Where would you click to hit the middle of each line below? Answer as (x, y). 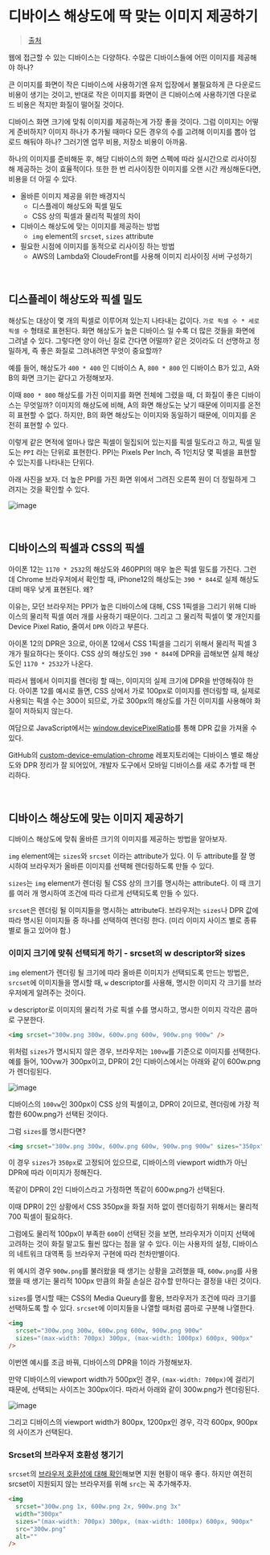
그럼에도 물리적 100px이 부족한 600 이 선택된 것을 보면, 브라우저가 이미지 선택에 (132, 1234)
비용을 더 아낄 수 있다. (43, 178)
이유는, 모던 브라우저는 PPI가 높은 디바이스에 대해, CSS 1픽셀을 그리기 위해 (125, 606)
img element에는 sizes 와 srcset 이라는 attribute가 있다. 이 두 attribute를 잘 (128, 856)
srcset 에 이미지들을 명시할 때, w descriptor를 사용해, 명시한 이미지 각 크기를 (128, 982)
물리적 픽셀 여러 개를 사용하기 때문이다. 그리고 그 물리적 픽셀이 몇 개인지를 (145, 616)
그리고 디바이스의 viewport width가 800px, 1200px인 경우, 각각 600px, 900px (133, 1422)
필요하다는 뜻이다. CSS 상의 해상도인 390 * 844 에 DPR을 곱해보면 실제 (134, 653)
